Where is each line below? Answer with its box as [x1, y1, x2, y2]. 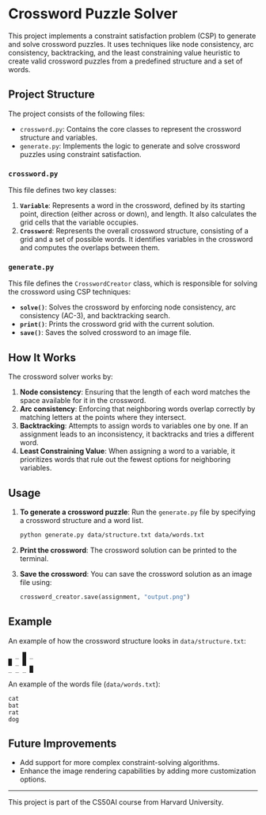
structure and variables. [19, 133, 97, 142]
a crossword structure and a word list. [19, 515, 144, 525]
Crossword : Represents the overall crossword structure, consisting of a [19, 226, 249, 236]
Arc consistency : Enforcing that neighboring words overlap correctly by [19, 404, 256, 413]
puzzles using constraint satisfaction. [19, 149, 142, 159]
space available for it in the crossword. [19, 396, 146, 406]
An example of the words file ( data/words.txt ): [8, 679, 161, 689]
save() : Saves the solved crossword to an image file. [19, 328, 192, 337]
